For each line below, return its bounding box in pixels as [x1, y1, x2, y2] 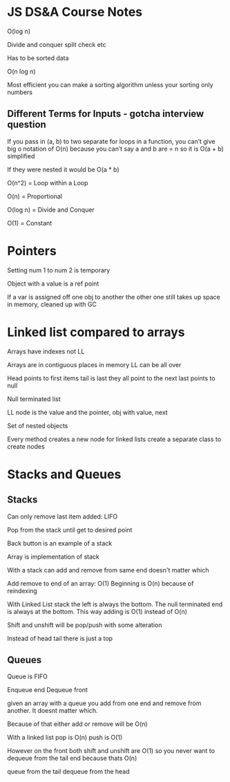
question [7, 119, 46, 131]
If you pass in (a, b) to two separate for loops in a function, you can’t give [7, 137, 215, 145]
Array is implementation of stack [7, 552, 100, 561]
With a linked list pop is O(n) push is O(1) [7, 734, 123, 742]
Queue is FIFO [7, 672, 48, 681]
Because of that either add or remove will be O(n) [7, 720, 148, 728]
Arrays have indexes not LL [7, 347, 85, 355]
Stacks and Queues [7, 466, 122, 482]
